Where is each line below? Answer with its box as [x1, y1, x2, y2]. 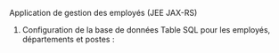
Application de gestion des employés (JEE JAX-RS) [9, 8, 198, 18]
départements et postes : [21, 34, 115, 44]
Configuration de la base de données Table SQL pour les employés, [21, 25, 271, 34]
